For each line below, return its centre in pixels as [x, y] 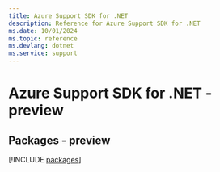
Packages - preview [59, 140]
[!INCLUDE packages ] [45, 159]
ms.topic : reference [43, 38]
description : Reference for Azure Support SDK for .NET [104, 23]
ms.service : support [43, 53]
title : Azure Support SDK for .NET [68, 16]
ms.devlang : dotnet [41, 46]
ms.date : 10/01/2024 [43, 31]
